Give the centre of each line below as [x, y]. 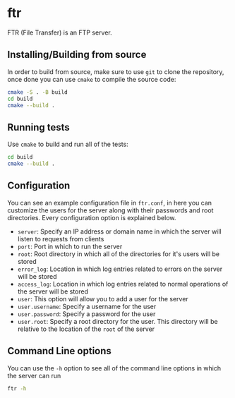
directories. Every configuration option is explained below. [92, 217]
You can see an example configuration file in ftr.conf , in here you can [110, 203]
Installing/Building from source [77, 55]
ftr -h [17, 388]
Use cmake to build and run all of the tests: [68, 144]
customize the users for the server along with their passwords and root [110, 210]
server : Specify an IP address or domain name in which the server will [119, 231]
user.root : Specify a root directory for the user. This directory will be [117, 321]
